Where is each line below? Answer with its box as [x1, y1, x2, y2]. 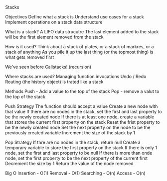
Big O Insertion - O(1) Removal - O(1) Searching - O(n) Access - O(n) [5, 170, 146, 176]
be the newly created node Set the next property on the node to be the [5, 124, 151, 130]
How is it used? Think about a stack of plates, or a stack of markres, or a [5, 44, 154, 49]
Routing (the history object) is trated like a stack [5, 79, 104, 85]
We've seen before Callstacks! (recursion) [5, 64, 92, 70]
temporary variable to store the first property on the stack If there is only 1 [5, 145, 157, 151]
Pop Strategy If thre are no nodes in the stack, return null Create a [5, 139, 141, 145]
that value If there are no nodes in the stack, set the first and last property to [5, 109, 162, 114]
